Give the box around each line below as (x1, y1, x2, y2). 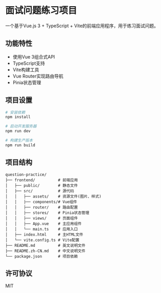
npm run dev (5, 129, 31, 134)
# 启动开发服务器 (5, 124, 37, 129)
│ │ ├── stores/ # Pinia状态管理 (5, 210, 89, 216)
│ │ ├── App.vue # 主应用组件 (5, 221, 82, 226)
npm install (5, 114, 31, 120)
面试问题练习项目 (5, 5, 78, 16)
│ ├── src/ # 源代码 (5, 188, 74, 193)
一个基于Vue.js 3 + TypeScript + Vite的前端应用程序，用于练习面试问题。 (5, 23, 159, 29)
